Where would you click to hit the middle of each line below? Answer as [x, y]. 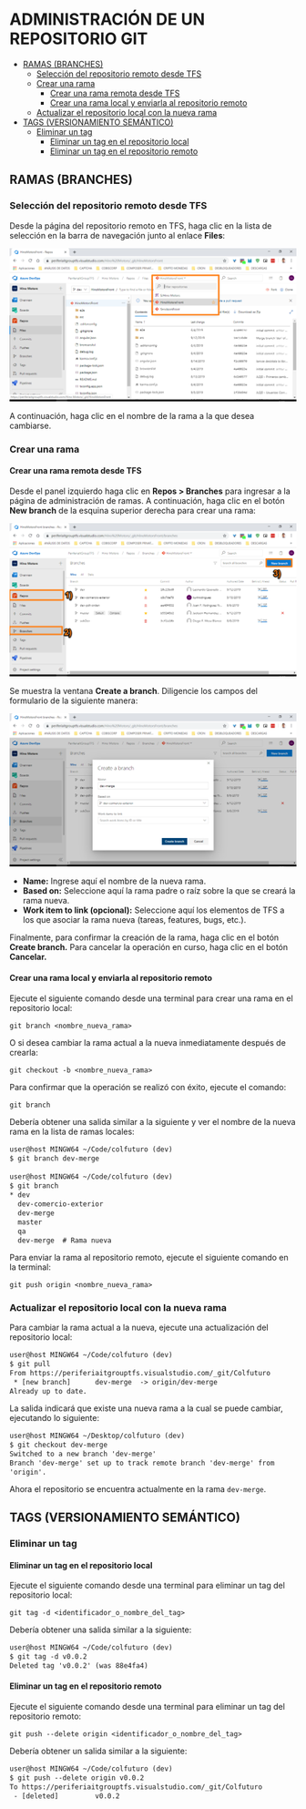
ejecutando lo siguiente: [55, 1417]
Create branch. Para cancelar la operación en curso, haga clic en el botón [149, 947]
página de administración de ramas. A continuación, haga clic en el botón [147, 500]
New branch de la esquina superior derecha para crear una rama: [133, 510]
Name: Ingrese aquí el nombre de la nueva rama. [114, 881]
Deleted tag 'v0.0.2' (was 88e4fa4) [79, 1666]
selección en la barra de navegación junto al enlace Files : [117, 235]
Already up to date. [49, 1391]
